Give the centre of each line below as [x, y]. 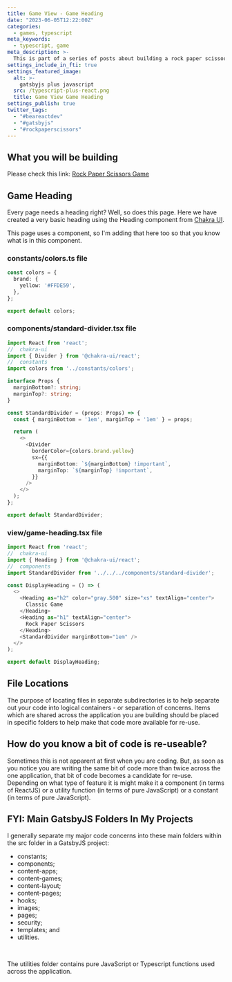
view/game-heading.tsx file [55, 532]
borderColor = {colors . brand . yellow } [83, 451]
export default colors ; [41, 311]
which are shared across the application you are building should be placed [113, 715]
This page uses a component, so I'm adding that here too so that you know [114, 233]
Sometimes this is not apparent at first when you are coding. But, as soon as [116, 761]
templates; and [38, 930]
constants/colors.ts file [47, 258]
